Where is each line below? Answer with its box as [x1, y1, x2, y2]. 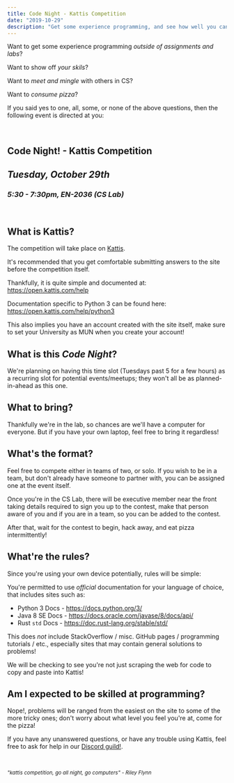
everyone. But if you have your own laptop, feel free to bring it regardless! [7, 427, 219, 436]
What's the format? [7, 448, 94, 460]
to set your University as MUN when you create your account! [7, 328, 185, 336]
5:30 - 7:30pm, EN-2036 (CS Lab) [7, 190, 124, 200]
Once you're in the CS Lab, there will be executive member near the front [7, 495, 217, 503]
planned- [196, 374, 222, 382]
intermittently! [7, 530, 47, 539]
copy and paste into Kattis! [7, 668, 84, 676]
